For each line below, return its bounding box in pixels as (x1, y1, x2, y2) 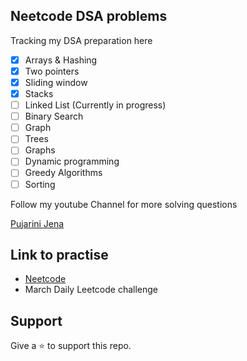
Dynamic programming (24, 155, 120, 168)
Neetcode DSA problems (10, 8, 168, 25)
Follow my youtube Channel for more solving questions (10, 198, 238, 210)
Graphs (24, 144, 56, 156)
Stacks (24, 88, 54, 99)
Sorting (24, 178, 56, 190)
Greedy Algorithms (24, 167, 103, 179)
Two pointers (24, 65, 80, 77)
